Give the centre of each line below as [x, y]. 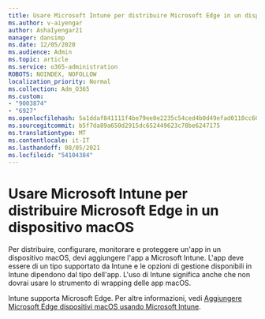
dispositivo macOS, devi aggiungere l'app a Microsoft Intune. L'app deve [126, 258]
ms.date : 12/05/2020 [42, 45]
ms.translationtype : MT [47, 133]
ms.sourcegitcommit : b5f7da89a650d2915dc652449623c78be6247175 [114, 126]
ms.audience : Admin [40, 52]
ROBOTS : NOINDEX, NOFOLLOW [52, 74]
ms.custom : [26, 96]
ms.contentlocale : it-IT [49, 140]
